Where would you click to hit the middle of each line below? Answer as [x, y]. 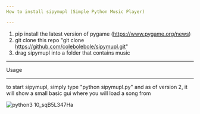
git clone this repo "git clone [49, 40]
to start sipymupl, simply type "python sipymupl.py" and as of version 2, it [97, 87]
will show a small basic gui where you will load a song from [79, 93]
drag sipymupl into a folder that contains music [72, 53]
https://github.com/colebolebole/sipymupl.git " [71, 46]
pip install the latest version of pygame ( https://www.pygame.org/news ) [103, 34]
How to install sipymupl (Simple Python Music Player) [76, 12]
